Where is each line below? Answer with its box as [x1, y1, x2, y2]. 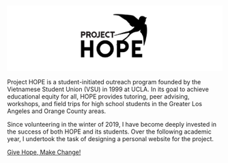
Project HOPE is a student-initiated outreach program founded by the [7, 78, 201, 86]
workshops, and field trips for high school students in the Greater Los [7, 100, 203, 108]
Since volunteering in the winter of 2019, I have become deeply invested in [7, 121, 217, 129]
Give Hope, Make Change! [7, 148, 81, 156]
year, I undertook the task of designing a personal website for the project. [7, 135, 214, 143]
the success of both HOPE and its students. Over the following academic [7, 127, 212, 136]
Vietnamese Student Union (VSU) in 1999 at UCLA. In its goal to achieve [7, 85, 210, 94]
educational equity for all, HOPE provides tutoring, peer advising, [7, 92, 190, 101]
